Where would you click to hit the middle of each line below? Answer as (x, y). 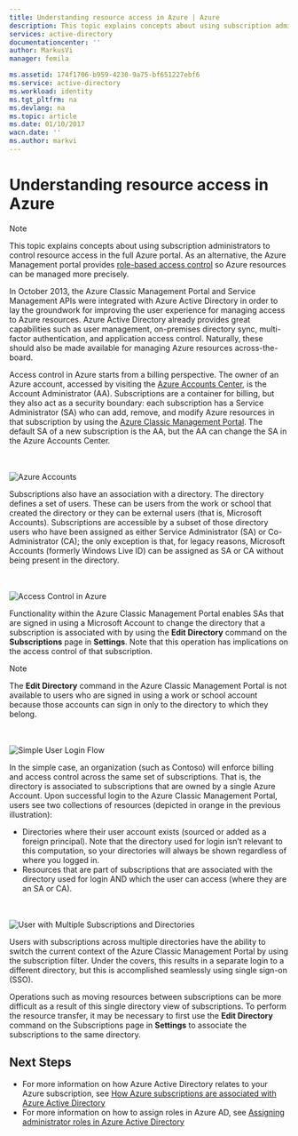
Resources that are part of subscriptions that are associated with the (147, 869)
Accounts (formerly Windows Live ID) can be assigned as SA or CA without (146, 550)
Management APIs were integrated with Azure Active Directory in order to (144, 300)
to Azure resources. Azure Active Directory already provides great (130, 319)
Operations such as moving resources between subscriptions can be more (145, 996)
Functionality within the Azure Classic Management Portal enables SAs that (147, 613)
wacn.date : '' (35, 133)
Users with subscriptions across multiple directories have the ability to (137, 941)
